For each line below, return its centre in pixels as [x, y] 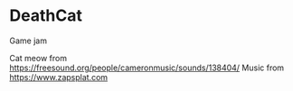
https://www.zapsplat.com [59, 77]
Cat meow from [38, 58]
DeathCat [46, 16]
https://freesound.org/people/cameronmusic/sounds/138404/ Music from [147, 68]
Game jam [28, 41]
